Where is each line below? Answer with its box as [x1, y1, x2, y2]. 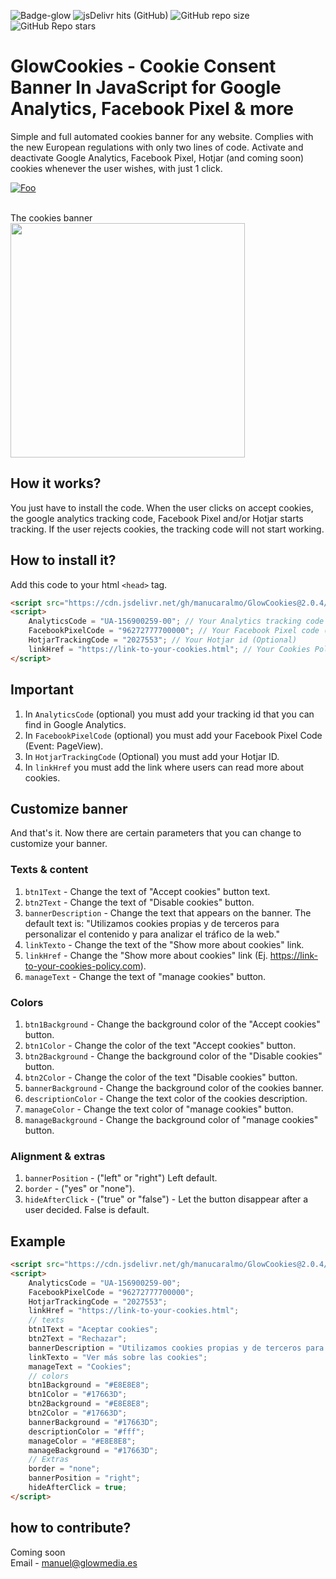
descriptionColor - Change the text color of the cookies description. [24, 1092, 308, 1104]
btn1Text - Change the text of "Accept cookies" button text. [24, 885, 271, 897]
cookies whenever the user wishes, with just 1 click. [10, 162, 223, 174]
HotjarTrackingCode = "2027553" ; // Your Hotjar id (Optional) [28, 635, 298, 645]
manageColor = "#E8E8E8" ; [28, 1436, 137, 1446]
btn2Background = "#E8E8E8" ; [28, 1399, 150, 1409]
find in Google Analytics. [24, 718, 127, 730]
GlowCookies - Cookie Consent [10, 55, 277, 78]
